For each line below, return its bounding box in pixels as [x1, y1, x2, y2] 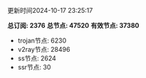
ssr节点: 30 [17, 63, 51, 71]
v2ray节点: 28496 [17, 45, 71, 53]
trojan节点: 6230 [17, 36, 67, 45]
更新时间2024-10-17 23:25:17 [7, 6, 93, 14]
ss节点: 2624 [17, 54, 57, 62]
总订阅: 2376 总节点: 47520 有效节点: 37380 [7, 21, 140, 30]
